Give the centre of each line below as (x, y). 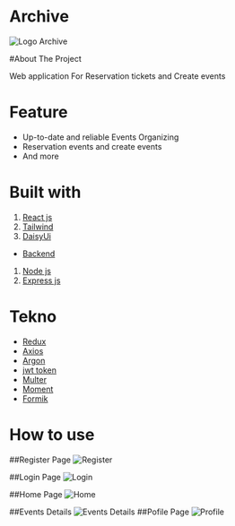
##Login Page (35, 477)
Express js (41, 280)
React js (37, 217)
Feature (39, 112)
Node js (37, 271)
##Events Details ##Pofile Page (100, 512)
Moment (38, 389)
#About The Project (46, 58)
